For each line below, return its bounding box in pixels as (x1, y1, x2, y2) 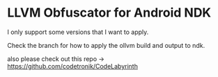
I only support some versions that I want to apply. (7, 28, 149, 36)
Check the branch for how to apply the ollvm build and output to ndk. (7, 41, 205, 49)
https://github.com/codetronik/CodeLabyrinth (7, 62, 138, 70)
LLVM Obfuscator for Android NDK (7, 5, 211, 21)
